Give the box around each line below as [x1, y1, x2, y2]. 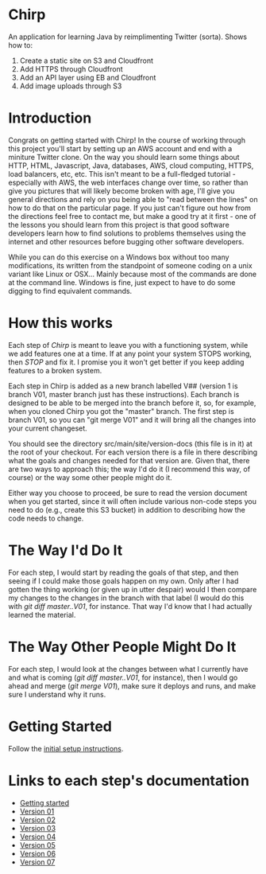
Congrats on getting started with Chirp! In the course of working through [8, 135, 246, 145]
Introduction [8, 109, 92, 127]
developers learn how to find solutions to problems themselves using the [8, 228, 246, 238]
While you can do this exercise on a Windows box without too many [8, 252, 229, 262]
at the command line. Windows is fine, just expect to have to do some [8, 277, 236, 287]
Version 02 [19, 814, 56, 825]
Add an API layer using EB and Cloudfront [19, 72, 156, 82]
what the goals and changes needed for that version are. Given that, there [8, 455, 250, 465]
